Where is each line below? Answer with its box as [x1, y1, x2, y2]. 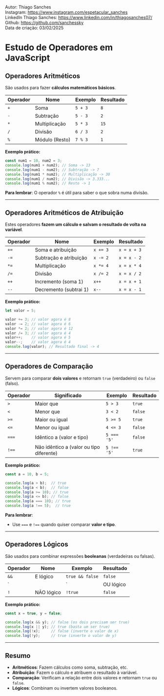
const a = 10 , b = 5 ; [5, 471, 49, 477]
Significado [54, 392, 82, 399]
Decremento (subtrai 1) [35, 286, 89, 293]
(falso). [5, 380, 20, 386]
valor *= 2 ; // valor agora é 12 [5, 326, 73, 331]
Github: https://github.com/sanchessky [5, 20, 84, 25]
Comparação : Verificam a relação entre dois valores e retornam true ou [12, 675, 157, 680]
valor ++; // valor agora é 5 [5, 335, 71, 340]
